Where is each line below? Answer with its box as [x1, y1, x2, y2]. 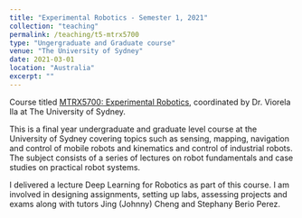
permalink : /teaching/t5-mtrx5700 [9, 30, 140, 39]
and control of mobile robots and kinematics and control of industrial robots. [9, 142, 293, 153]
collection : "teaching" [9, 22, 99, 31]
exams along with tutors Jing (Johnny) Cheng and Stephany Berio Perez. [9, 198, 281, 209]
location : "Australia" [9, 64, 95, 73]
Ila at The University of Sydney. [9, 105, 127, 117]
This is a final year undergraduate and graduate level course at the [9, 123, 258, 134]
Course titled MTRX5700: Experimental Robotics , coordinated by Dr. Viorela [9, 96, 291, 107]
